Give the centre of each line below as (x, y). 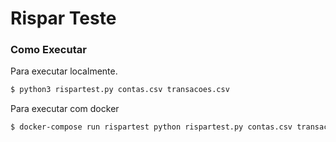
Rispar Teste (63, 18)
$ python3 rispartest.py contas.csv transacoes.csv (120, 90)
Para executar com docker (65, 109)
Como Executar (48, 50)
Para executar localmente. (64, 71)
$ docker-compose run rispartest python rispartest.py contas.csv (151, 127)
